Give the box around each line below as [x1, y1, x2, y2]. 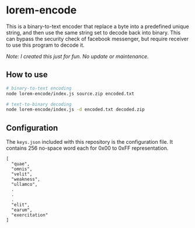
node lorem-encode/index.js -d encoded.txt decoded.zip [6, 106, 145, 113]
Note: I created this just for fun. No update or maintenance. [6, 53, 149, 60]
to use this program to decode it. [6, 42, 85, 49]
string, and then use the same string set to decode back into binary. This [6, 29, 181, 36]
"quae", [11, 161, 30, 167]
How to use [6, 70, 48, 80]
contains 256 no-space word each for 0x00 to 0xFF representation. [6, 144, 169, 152]
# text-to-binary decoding [6, 101, 72, 107]
